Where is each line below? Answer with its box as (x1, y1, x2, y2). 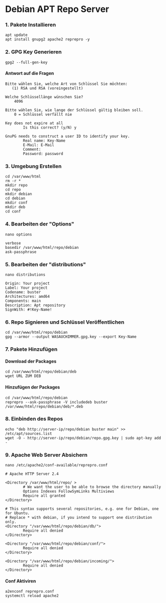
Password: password (23, 151, 64, 156)
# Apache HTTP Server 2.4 (5, 471, 59, 477)
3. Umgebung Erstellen (5, 163, 62, 170)
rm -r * (5, 179, 21, 184)
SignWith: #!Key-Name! (5, 307, 52, 312)
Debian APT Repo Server (5, 3, 109, 15)
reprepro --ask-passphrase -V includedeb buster (5, 400, 108, 404)
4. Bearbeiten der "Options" (5, 220, 75, 227)
